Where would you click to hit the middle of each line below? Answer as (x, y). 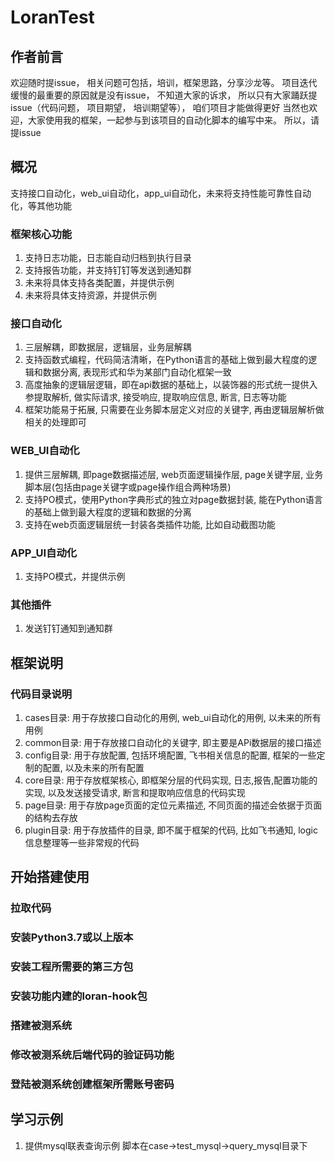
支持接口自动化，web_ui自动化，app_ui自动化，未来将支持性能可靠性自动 (161, 193)
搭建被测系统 (41, 1025)
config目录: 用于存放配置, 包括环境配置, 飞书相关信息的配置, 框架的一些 (170, 755)
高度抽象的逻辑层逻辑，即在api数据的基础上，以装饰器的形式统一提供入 (171, 385)
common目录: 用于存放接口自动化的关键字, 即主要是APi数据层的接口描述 (173, 742)
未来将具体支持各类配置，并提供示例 (99, 283)
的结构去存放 (51, 817)
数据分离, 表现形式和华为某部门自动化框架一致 (137, 372)
